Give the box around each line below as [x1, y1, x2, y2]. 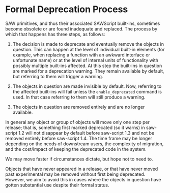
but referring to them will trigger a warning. [12, 73, 103, 79]
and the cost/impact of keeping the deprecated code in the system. [5, 146, 147, 152]
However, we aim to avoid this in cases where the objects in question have [5, 176, 161, 182]
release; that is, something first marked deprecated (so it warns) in [5, 124, 145, 131]
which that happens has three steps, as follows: [5, 31, 105, 37]
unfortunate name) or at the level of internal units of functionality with [12, 57, 159, 63]
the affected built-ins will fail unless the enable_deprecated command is [12, 88, 162, 94]
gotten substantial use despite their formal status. [5, 182, 109, 188]
